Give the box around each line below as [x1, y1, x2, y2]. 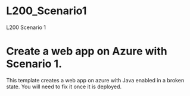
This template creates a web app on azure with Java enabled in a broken [6, 76, 185, 84]
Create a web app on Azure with [6, 44, 168, 58]
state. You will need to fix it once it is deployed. [6, 83, 122, 90]
